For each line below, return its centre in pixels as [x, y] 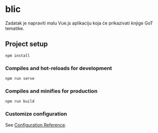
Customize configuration [36, 114]
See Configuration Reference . [36, 125]
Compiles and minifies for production [51, 91]
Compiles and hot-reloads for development [59, 68]
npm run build [20, 101]
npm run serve [20, 78]
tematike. [15, 28]
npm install [17, 55]
